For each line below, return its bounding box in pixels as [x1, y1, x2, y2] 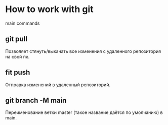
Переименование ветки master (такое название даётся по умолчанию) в [5, 109, 163, 115]
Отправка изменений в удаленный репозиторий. [5, 82, 110, 88]
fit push [5, 68, 30, 77]
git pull [5, 35, 28, 43]
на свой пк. [5, 53, 30, 59]
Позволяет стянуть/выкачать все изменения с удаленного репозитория [5, 48, 161, 54]
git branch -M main [5, 96, 67, 104]
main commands [5, 20, 40, 26]
